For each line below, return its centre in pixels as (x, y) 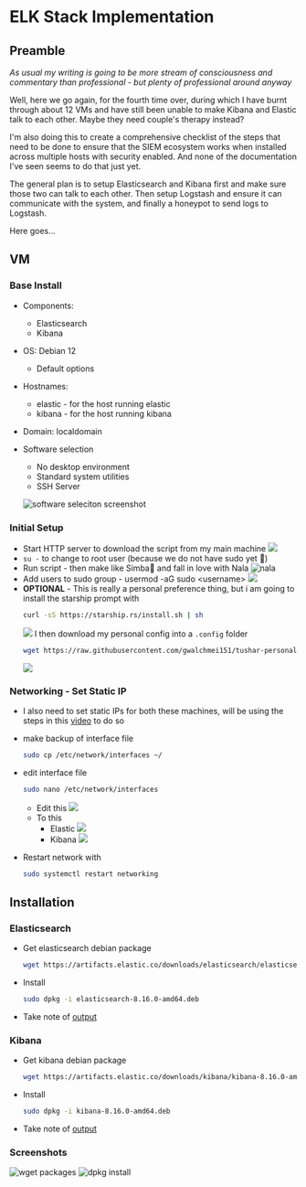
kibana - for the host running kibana (104, 413)
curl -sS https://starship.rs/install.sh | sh (113, 615)
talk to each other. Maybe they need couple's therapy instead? (127, 119)
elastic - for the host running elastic (103, 403)
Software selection (58, 449)
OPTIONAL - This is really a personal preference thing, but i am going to (158, 588)
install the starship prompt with (81, 598)
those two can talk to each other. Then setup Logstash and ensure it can (146, 193)
